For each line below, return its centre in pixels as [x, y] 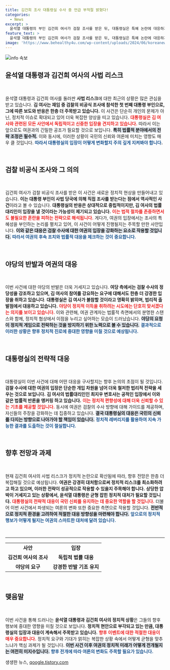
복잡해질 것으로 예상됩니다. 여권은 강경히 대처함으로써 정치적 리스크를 [73, 482]
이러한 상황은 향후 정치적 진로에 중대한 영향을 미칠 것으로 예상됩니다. [72, 331]
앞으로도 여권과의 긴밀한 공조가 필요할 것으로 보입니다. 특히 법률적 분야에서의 [81, 130]
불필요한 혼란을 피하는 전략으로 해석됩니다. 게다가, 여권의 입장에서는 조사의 [83, 218]
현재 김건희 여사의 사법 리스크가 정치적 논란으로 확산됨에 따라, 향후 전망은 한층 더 [85, 476]
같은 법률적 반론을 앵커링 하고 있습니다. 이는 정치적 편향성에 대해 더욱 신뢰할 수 [82, 400]
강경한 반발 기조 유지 [76, 567]
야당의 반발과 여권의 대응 [41, 264]
